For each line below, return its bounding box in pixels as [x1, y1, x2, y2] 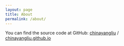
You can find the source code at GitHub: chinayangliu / [5, 30, 119, 36]
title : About [5, 12, 33, 17]
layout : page [5, 7, 33, 12]
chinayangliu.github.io [5, 35, 51, 41]
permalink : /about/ [5, 16, 46, 21]
